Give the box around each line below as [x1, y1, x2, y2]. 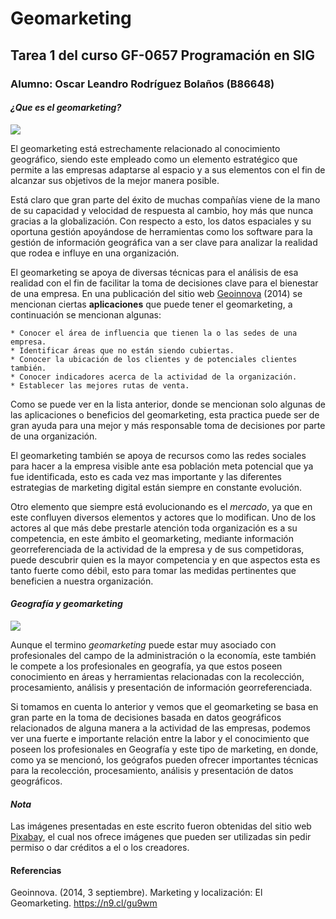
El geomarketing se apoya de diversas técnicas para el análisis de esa [10, 266, 299, 278]
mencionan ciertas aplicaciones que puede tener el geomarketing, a [10, 298, 293, 310]
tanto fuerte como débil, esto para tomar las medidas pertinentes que [10, 564, 297, 576]
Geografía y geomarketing [10, 598, 123, 610]
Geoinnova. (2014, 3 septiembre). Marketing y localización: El [10, 887, 263, 899]
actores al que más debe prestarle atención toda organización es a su [10, 522, 298, 534]
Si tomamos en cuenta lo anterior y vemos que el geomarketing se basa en [10, 700, 319, 712]
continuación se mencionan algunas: [10, 308, 162, 321]
